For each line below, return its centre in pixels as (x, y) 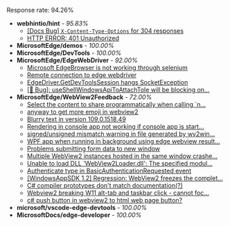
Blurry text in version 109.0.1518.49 (76, 119)
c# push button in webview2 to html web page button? (105, 200)
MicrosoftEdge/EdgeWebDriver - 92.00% (77, 60)
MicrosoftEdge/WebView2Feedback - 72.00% (84, 97)
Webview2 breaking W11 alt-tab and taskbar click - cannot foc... (118, 193)
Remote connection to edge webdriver (81, 75)
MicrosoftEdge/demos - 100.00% (65, 45)
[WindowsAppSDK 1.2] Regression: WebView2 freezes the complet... (125, 178)
